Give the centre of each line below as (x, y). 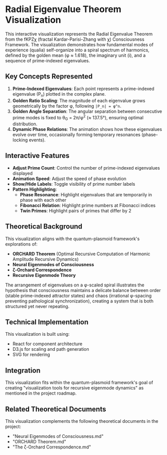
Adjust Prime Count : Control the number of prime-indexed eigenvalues (86, 168)
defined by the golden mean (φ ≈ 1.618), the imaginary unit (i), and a (75, 55)
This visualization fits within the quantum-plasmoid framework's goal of (79, 383)
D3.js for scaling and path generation (51, 349)
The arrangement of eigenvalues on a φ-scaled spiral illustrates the (75, 285)
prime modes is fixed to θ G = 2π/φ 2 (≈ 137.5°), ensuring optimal (78, 117)
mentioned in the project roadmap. (41, 393)
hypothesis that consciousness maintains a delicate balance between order (83, 290)
